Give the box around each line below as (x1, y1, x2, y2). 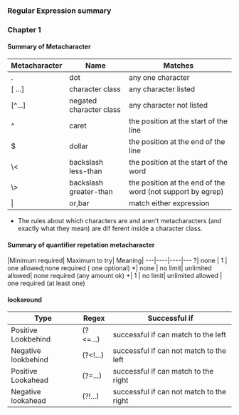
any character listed (129, 84, 196, 94)
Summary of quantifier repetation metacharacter (7, 240, 155, 249)
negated (69, 96, 97, 106)
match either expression (129, 198, 210, 208)
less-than (69, 166, 102, 176)
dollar (69, 141, 89, 151)
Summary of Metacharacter (7, 42, 91, 51)
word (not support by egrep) (129, 187, 224, 197)
